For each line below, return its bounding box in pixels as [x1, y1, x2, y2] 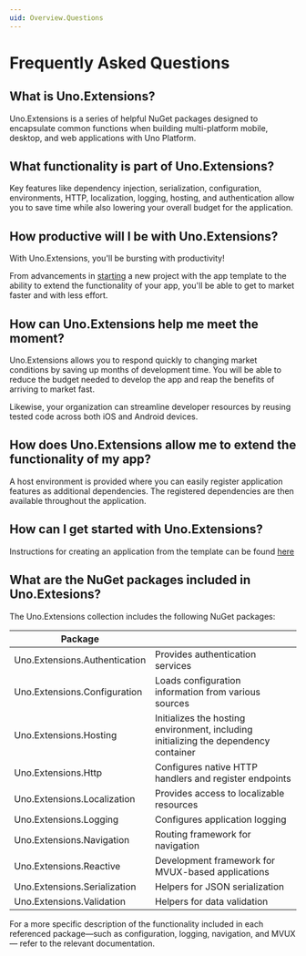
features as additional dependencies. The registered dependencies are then [9, 485, 294, 497]
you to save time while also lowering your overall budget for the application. [9, 202, 293, 213]
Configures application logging [154, 813, 287, 826]
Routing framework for [154, 828, 251, 840]
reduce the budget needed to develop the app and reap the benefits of [9, 375, 275, 385]
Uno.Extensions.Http [14, 766, 103, 779]
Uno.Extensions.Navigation [14, 833, 130, 846]
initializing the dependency [154, 735, 270, 747]
